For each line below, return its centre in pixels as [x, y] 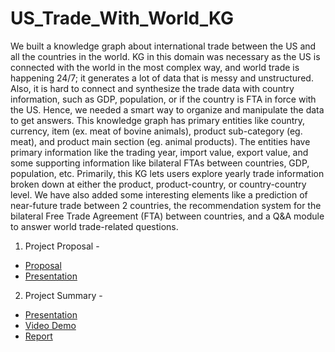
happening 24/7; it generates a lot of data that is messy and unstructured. [162, 78]
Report [38, 336]
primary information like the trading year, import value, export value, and [159, 152]
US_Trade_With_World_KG [122, 18]
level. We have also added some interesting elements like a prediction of [159, 194]
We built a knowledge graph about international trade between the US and [163, 46]
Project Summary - [63, 295]
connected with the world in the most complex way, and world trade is [155, 67]
